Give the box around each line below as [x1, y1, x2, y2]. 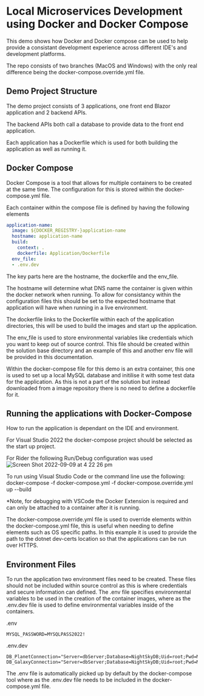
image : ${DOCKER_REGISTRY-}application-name [12, 228, 126, 234]
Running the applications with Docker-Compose [6, 408, 192, 419]
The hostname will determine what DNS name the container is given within [6, 284, 193, 291]
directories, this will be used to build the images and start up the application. [6, 322, 197, 329]
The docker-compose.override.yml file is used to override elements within [6, 516, 191, 523]
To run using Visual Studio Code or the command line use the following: [6, 473, 186, 480]
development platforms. [6, 50, 66, 57]
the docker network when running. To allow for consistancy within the [6, 291, 181, 298]
